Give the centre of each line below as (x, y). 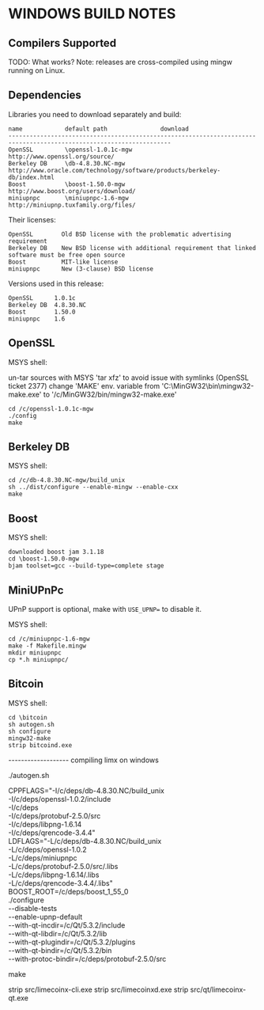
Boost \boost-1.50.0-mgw (67, 184)
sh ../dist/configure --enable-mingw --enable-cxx (93, 488)
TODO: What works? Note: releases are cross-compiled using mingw (121, 62)
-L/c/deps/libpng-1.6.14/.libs (54, 875)
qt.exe (19, 997)
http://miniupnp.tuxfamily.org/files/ (72, 205)
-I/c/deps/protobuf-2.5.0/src (55, 815)
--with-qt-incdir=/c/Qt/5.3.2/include (67, 925)
